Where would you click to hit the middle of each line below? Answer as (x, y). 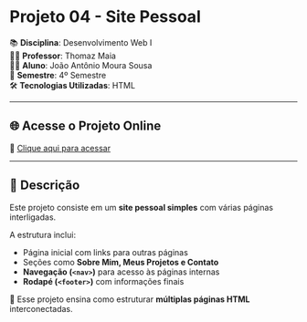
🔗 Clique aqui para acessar (60, 148)
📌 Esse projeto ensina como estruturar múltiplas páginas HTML (130, 299)
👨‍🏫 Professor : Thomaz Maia (63, 56)
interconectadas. (41, 308)
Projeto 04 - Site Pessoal (105, 17)
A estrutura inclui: (42, 234)
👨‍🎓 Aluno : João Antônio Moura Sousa (81, 65)
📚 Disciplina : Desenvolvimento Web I (81, 42)
